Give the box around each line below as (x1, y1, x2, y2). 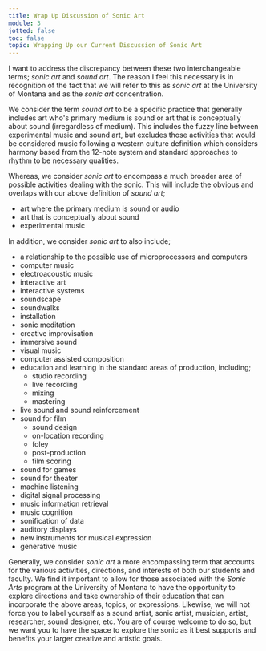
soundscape (19, 294, 62, 305)
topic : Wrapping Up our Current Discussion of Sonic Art (8, 42, 203, 50)
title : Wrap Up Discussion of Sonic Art (8, 11, 146, 20)
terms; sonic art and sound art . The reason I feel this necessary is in (8, 72, 234, 82)
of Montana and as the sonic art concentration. (8, 89, 164, 99)
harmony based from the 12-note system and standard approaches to (8, 148, 238, 157)
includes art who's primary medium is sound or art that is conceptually (8, 113, 242, 123)
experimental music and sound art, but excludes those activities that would (8, 130, 256, 140)
